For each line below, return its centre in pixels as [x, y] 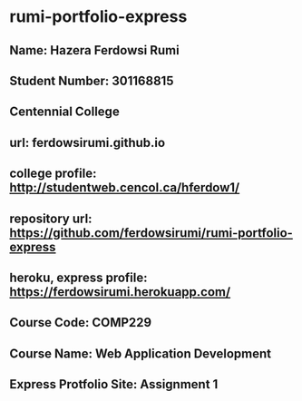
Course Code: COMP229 [81, 323]
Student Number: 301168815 [92, 80]
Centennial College [64, 112]
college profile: [53, 174]
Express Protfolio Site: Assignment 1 [114, 384]
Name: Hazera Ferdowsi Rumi [94, 50]
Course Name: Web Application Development [141, 353]
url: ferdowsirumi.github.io [88, 142]
